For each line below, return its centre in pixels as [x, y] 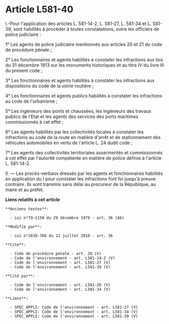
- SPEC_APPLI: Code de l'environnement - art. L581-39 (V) [74, 316]
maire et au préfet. [25, 190]
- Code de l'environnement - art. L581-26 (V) [60, 285]
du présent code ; [24, 71]
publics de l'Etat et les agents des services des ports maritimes [72, 117]
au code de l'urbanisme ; [31, 101]
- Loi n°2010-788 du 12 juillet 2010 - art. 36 [62, 236]
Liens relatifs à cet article [33, 199]
